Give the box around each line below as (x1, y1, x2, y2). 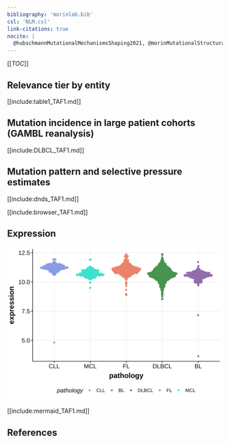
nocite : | (7, 33, 36, 40)
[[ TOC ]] (7, 59, 29, 68)
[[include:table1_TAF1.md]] (7, 97, 81, 105)
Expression (7, 228, 56, 239)
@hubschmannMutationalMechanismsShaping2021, (13, 40, 146, 47)
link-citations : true (7, 25, 69, 32)
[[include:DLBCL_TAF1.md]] (7, 146, 84, 154)
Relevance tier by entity (7, 79, 111, 91)
